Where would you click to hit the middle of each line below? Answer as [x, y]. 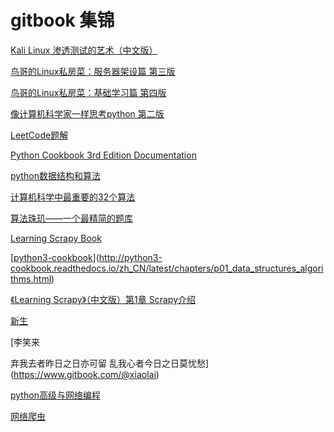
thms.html [31, 278]
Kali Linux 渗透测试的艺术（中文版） [84, 50]
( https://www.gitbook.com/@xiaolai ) [85, 374]
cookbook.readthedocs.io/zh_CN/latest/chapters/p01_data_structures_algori [167, 268]
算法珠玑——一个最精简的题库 [71, 218]
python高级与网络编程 [55, 395]
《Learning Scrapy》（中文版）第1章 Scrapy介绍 [103, 299]
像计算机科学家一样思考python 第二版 [87, 113]
